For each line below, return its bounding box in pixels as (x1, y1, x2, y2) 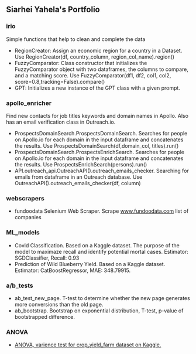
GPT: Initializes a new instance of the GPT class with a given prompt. (14, 84, 180, 91)
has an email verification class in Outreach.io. (6, 118, 116, 125)
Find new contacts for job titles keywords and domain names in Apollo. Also (6, 112, 189, 119)
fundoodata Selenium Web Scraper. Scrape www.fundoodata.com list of (14, 207, 189, 215)
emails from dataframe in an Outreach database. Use (14, 173, 143, 181)
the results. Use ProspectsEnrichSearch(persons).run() (14, 161, 147, 168)
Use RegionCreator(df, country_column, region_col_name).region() (14, 53, 174, 60)
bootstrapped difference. (14, 313, 75, 320)
